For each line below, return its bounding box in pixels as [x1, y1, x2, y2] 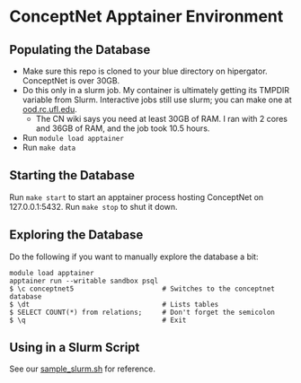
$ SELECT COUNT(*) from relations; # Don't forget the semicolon [9, 308, 276, 317]
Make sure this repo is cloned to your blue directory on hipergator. [22, 65, 268, 76]
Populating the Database [9, 42, 151, 57]
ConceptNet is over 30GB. [22, 75, 120, 86]
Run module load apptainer [22, 133, 124, 143]
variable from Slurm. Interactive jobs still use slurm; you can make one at [22, 94, 292, 105]
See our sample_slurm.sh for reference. [9, 363, 155, 374]
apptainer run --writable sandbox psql [9, 276, 159, 285]
